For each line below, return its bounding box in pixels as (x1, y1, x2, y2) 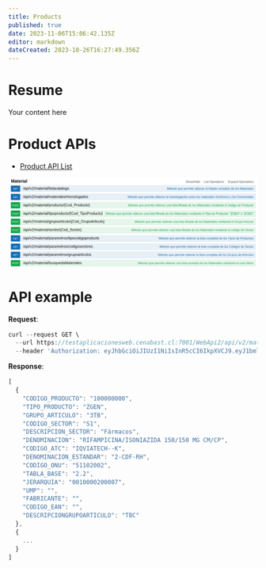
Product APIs (8, 135, 97, 154)
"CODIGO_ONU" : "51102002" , (22, 461, 112, 469)
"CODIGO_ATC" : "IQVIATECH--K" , (22, 444, 126, 453)
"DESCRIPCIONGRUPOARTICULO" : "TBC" (22, 512, 140, 520)
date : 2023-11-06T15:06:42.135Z (8, 29, 115, 37)
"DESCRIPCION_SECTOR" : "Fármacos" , (22, 428, 140, 436)
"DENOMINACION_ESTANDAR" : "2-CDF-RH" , (22, 453, 150, 461)
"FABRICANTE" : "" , (22, 495, 83, 503)
